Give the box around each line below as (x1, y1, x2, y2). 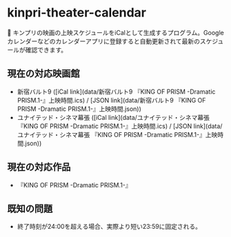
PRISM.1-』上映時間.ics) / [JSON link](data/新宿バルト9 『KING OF (17, 96, 206, 104)
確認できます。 (25, 45, 68, 54)
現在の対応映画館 (7, 68, 80, 80)
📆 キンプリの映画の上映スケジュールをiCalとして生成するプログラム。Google (7, 28, 224, 37)
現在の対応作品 (7, 161, 71, 173)
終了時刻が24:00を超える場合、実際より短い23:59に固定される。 (17, 223, 202, 231)
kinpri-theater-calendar (7, 5, 147, 21)
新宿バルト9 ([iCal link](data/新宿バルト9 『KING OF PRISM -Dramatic (17, 87, 216, 96)
